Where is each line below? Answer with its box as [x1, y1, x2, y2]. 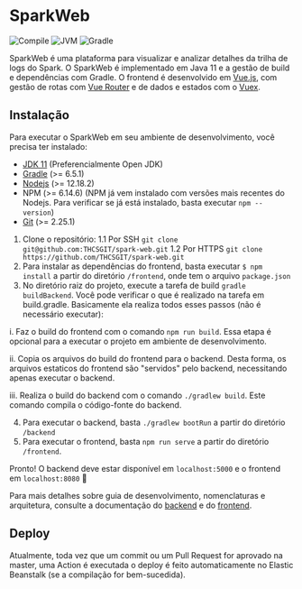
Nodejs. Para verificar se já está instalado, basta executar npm [22, 197, 252, 207]
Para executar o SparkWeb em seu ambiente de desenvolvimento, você [9, 132, 275, 143]
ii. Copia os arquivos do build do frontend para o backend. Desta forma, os [9, 353, 287, 364]
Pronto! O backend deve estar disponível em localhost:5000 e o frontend [9, 463, 281, 474]
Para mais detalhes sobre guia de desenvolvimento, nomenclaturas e [9, 490, 266, 501]
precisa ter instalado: [9, 141, 87, 152]
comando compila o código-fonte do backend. [9, 399, 182, 410]
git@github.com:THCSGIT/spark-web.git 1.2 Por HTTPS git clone [22, 243, 263, 253]
